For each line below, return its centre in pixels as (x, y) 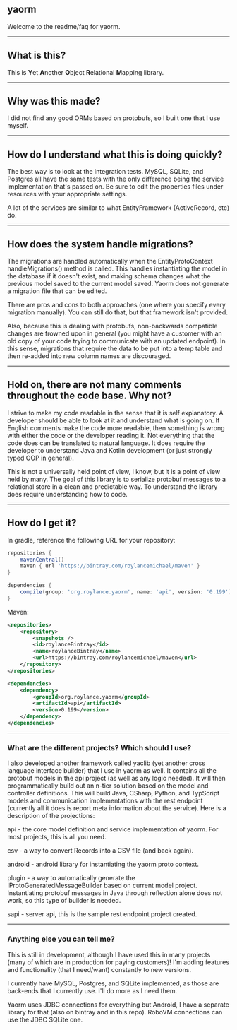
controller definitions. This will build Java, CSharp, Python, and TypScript (114, 793)
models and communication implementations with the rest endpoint (105, 801)
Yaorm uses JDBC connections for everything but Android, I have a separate (118, 1005)
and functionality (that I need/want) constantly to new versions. (99, 969)
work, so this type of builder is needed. (64, 901)
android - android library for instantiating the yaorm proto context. (103, 864)
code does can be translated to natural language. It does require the (106, 443)
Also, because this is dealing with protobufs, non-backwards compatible (113, 326)
